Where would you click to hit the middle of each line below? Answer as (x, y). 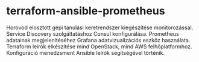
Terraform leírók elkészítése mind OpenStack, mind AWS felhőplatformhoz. (99, 46)
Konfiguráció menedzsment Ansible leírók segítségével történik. (85, 52)
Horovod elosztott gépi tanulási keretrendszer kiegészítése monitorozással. (100, 27)
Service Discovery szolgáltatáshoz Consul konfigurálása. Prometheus (93, 33)
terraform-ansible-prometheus (86, 11)
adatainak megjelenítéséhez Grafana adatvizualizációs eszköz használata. (98, 40)
